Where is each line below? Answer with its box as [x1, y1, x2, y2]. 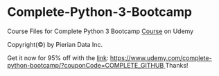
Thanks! [165, 61, 189, 69]
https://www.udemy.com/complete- [109, 53, 213, 62]
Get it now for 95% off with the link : [7, 53, 109, 62]
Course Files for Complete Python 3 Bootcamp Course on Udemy [7, 27, 194, 35]
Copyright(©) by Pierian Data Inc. [7, 40, 103, 48]
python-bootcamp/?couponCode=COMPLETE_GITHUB [7, 61, 164, 69]
